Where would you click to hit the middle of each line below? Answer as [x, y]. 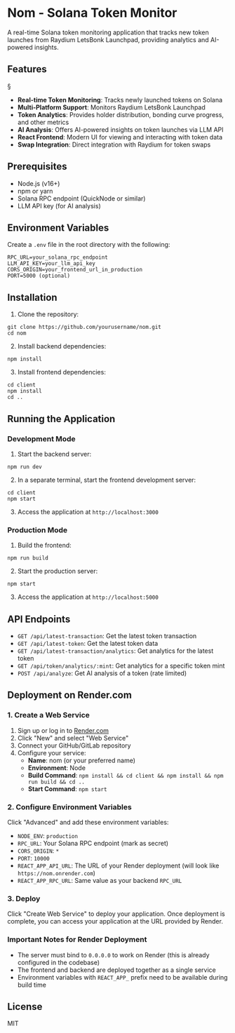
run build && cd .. [56, 782]
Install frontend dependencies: [62, 372]
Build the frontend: [44, 546]
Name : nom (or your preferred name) [81, 760]
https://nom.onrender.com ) [56, 873]
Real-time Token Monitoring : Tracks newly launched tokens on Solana [120, 100]
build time [32, 985]
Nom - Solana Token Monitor [92, 13]
